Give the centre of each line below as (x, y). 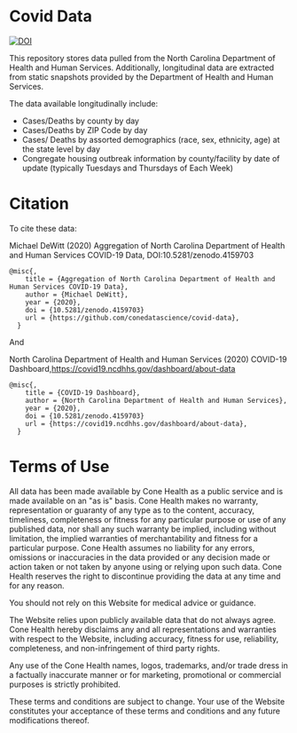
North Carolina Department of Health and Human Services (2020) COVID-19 (148, 359)
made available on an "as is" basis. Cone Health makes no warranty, (134, 500)
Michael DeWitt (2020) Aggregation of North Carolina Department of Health (147, 245)
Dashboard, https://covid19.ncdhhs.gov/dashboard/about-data (122, 368)
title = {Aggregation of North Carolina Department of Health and (150, 279)
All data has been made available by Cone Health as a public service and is (146, 491)
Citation (39, 204)
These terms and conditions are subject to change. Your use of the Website (147, 701)
